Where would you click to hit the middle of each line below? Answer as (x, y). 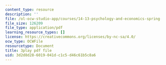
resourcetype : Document (30, 46)
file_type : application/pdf (34, 28)
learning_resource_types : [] (35, 32)
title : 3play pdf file (28, 50)
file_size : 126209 (24, 23)
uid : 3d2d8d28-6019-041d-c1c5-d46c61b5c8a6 (51, 55)
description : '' (22, 14)
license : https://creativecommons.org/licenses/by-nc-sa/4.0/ (70, 37)
